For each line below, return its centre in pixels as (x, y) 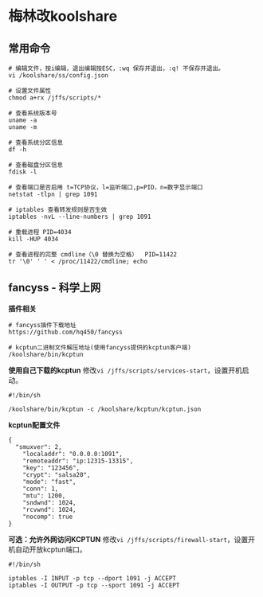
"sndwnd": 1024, (50, 502)
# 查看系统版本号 (33, 113)
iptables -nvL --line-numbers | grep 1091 (80, 217)
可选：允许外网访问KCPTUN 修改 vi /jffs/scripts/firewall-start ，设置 (128, 539)
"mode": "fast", (50, 482)
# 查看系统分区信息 (36, 142)
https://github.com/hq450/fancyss (66, 332)
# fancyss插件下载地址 (42, 325)
